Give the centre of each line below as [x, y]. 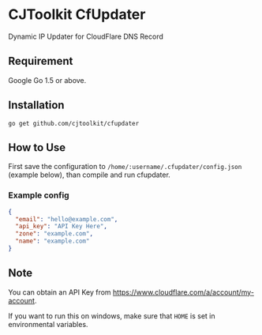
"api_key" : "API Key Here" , [62, 227]
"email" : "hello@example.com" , [67, 219]
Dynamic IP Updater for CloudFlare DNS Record [86, 36]
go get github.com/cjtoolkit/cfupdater [74, 123]
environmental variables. [48, 324]
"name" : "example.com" [52, 241]
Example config [39, 195]
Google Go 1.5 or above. [47, 80]
